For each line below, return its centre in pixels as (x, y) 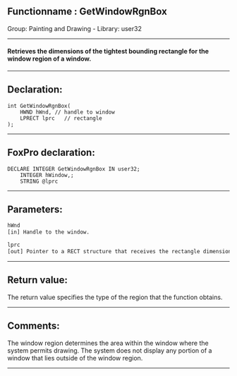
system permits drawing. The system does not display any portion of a (110, 350)
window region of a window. (49, 59)
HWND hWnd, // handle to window (67, 112)
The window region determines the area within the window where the (108, 343)
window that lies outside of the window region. (75, 358)
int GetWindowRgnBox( (39, 106)
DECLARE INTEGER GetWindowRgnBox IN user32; (74, 169)
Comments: (34, 326)
